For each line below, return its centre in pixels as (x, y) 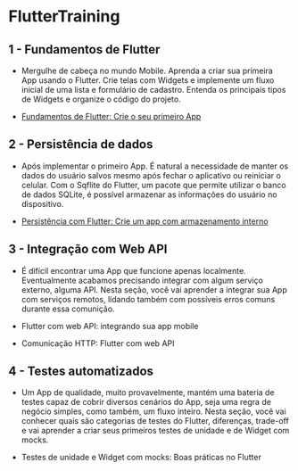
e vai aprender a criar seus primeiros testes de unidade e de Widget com (155, 431)
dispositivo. (42, 203)
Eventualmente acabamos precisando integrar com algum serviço (142, 280)
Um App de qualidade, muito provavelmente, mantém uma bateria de (148, 392)
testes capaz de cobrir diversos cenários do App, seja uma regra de (146, 402)
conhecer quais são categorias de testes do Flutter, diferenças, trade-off (155, 421)
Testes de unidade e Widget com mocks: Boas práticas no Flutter (141, 458)
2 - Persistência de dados (81, 145)
